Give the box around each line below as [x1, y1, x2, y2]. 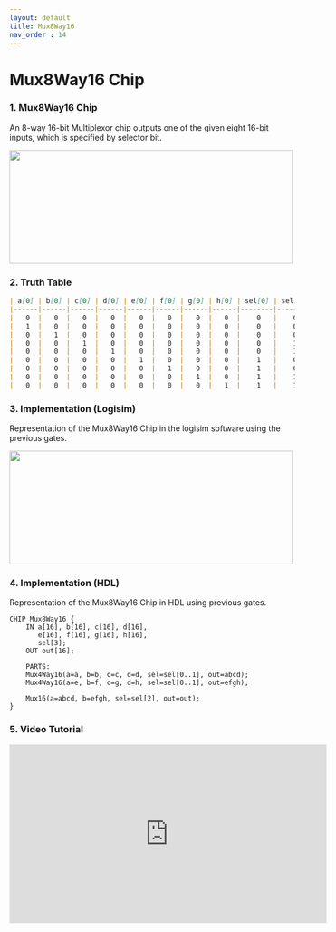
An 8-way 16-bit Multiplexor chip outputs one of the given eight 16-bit [9, 122, 269, 132]
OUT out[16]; [25, 646, 75, 656]
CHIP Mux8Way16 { [9, 614, 75, 624]
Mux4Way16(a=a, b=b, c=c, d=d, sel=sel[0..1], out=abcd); [25, 671, 249, 680]
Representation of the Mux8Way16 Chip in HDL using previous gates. [9, 597, 267, 608]
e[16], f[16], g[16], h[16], [37, 631, 148, 640]
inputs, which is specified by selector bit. [9, 132, 162, 142]
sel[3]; [37, 639, 67, 648]
